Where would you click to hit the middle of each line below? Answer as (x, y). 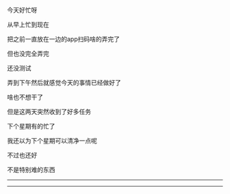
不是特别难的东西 (31, 170)
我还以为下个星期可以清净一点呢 (52, 141)
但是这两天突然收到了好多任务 (49, 112)
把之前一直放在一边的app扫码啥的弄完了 (64, 39)
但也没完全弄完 (28, 54)
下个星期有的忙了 (31, 126)
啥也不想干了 (25, 97)
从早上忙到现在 (28, 25)
